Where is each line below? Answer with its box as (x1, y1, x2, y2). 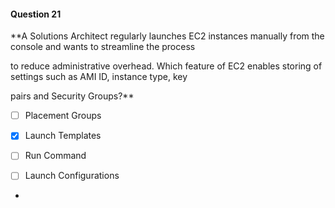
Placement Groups (24, 110, 102, 122)
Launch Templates (24, 130, 102, 142)
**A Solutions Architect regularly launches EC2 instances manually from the (10, 30, 325, 42)
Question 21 (10, 8, 62, 20)
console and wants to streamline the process (10, 41, 196, 53)
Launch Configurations (24, 170, 120, 182)
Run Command (24, 150, 87, 162)
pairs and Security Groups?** (10, 90, 135, 102)
